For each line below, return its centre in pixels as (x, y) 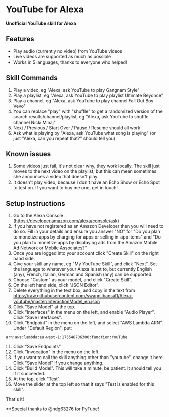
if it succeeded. (29, 374)
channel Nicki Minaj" (34, 122)
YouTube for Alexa (45, 9)
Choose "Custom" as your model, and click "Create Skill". (72, 280)
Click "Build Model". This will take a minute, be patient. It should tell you (87, 368)
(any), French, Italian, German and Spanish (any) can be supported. (83, 275)
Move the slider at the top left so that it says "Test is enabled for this (84, 384)
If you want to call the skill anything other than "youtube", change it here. (89, 358)
